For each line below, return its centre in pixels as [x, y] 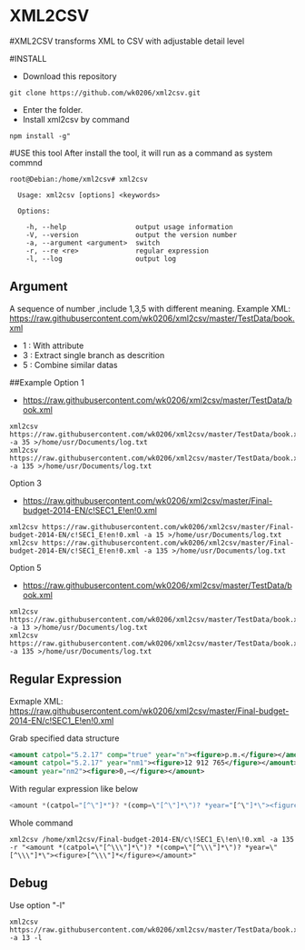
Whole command [41, 823]
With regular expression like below [74, 789]
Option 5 [26, 567]
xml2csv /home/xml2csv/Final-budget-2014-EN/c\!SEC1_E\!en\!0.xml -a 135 [152, 840]
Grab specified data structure [64, 738]
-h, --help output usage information [129, 227]
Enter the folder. [53, 109]
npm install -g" [40, 136]
